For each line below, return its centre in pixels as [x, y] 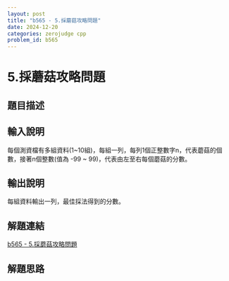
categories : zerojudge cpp [47, 34]
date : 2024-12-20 [33, 27]
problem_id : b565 [33, 40]
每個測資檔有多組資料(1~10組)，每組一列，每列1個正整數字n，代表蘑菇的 [112, 150]
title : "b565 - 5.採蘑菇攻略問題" [54, 20]
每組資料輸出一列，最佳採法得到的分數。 [66, 201]
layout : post [26, 14]
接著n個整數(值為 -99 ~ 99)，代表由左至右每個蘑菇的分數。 [105, 159]
